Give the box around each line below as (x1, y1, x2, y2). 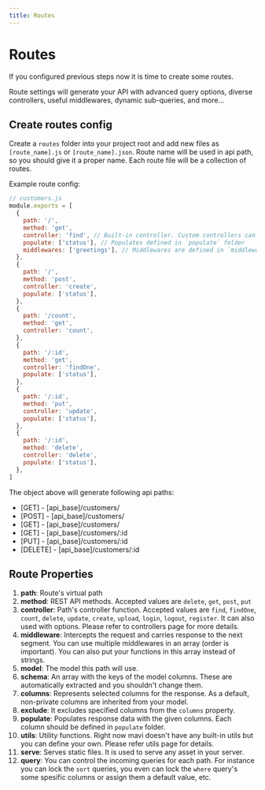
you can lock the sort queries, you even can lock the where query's (20, 764, 238, 773)
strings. (20, 655, 46, 665)
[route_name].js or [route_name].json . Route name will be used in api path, (9, 147, 254, 157)
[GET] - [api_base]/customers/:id (20, 527, 128, 537)
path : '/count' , (23, 312, 77, 320)
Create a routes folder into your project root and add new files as (9, 139, 219, 148)
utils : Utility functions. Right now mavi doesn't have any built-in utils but (20, 731, 254, 740)
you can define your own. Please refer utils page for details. (20, 739, 215, 749)
